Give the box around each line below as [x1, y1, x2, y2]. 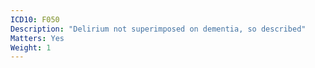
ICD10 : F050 [10, 14, 60, 25]
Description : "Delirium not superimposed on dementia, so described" [10, 24, 307, 34]
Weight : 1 [10, 42, 52, 53]
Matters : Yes [10, 33, 65, 43]
